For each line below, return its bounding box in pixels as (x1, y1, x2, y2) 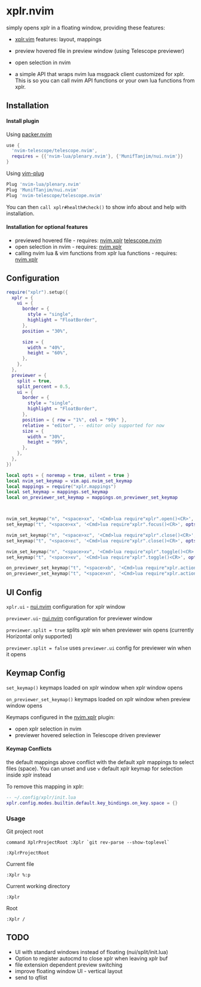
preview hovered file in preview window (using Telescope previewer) (14, 47, 185, 55)
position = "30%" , (22, 328, 68, 334)
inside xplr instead (6, 771, 52, 778)
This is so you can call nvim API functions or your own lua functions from (14, 77, 195, 84)
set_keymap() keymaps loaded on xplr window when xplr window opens (6, 684, 183, 691)
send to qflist (14, 974, 48, 981)
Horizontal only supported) (6, 632, 73, 639)
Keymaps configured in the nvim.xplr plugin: (6, 713, 115, 720)
